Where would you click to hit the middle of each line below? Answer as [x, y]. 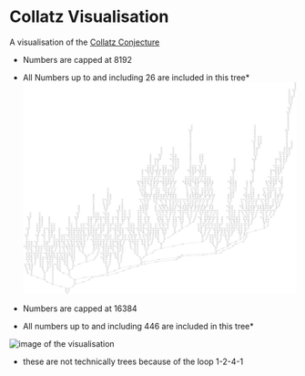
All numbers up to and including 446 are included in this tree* [138, 326]
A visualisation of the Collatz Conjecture [85, 42]
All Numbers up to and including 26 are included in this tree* [136, 77]
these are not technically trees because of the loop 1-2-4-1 [133, 361]
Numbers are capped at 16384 [80, 308]
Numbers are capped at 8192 [77, 59]
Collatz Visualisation [89, 17]
